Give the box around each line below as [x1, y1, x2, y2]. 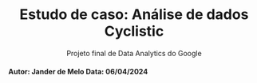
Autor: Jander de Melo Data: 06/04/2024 [8, 66, 148, 76]
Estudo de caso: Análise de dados [19, 6, 249, 24]
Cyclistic [104, 22, 164, 40]
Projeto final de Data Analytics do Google [66, 48, 202, 58]
